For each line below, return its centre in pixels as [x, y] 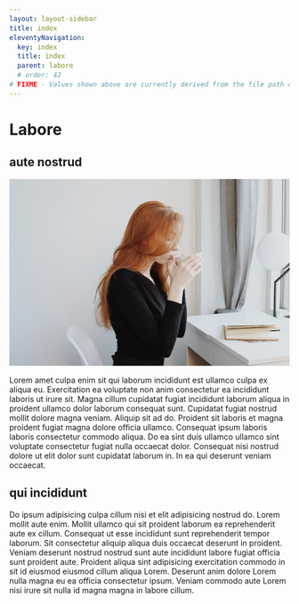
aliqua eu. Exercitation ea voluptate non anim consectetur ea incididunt [139, 389]
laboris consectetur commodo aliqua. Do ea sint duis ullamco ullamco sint [145, 437]
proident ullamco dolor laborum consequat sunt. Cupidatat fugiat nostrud [143, 408]
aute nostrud [46, 162]
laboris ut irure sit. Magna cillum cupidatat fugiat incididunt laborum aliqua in [149, 399]
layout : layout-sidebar [53, 19]
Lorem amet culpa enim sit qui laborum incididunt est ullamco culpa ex [139, 380]
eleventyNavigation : [48, 37]
